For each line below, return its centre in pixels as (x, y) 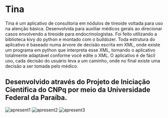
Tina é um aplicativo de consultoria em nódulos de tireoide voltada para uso (84, 23)
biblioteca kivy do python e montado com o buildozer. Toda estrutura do (80, 39)
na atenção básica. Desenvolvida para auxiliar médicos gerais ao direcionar (84, 28)
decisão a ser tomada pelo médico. (42, 66)
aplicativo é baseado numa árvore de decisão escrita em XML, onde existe (83, 44)
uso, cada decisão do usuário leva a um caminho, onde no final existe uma (83, 61)
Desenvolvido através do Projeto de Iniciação (78, 82)
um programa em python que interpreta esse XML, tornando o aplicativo (80, 50)
